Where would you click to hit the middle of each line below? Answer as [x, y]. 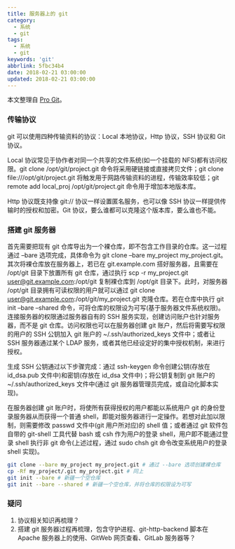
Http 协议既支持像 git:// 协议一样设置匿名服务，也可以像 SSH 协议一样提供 [114, 201]
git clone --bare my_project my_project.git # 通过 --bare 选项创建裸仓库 [114, 465]
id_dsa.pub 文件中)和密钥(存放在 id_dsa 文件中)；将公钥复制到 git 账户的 [111, 375]
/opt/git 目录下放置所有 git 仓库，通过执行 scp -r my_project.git [98, 272]
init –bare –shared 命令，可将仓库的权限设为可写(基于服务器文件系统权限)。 [116, 307]
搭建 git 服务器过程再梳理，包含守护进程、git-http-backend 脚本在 [113, 529]
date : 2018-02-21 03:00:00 [47, 72]
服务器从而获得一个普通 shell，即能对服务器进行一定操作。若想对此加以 [116, 416]
